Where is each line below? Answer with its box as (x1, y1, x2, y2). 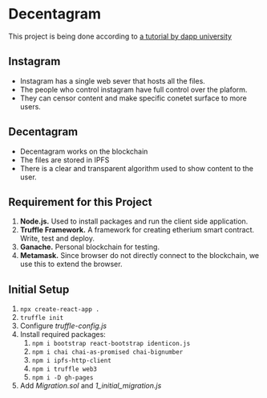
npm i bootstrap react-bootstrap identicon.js (31, 339, 191, 348)
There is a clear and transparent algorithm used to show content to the (19, 163, 254, 173)
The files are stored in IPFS (19, 154, 110, 165)
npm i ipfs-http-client (31, 357, 112, 365)
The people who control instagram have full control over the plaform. (19, 84, 248, 94)
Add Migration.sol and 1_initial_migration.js (19, 381, 162, 391)
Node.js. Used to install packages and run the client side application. (19, 216, 249, 226)
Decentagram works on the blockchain (19, 146, 148, 156)
